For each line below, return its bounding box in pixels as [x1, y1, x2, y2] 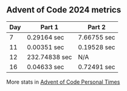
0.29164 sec [27, 33, 64, 41]
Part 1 [40, 22, 59, 31]
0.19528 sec [78, 42, 115, 51]
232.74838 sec [27, 53, 72, 61]
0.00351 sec [27, 42, 64, 51]
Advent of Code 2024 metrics [6, 5, 122, 15]
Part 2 [88, 22, 106, 31]
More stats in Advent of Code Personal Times [6, 78, 120, 86]
